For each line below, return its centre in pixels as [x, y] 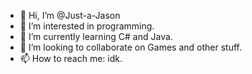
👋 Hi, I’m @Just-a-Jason [70, 15]
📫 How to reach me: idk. [71, 58]
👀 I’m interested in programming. [87, 26]
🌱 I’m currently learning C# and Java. [96, 36]
